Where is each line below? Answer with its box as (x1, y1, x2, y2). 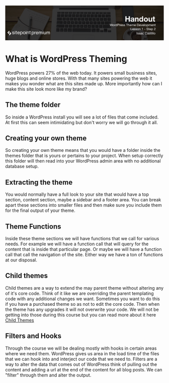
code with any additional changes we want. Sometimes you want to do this (5, 296, 160, 302)
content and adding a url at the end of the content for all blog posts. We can (5, 366, 162, 372)
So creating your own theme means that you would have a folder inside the (5, 147, 161, 153)
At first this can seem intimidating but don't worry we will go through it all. (5, 119, 158, 125)
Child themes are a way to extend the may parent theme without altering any (5, 285, 164, 291)
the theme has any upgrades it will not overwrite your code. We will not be (5, 306, 159, 312)
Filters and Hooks (5, 332, 62, 341)
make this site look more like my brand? (5, 86, 87, 92)
